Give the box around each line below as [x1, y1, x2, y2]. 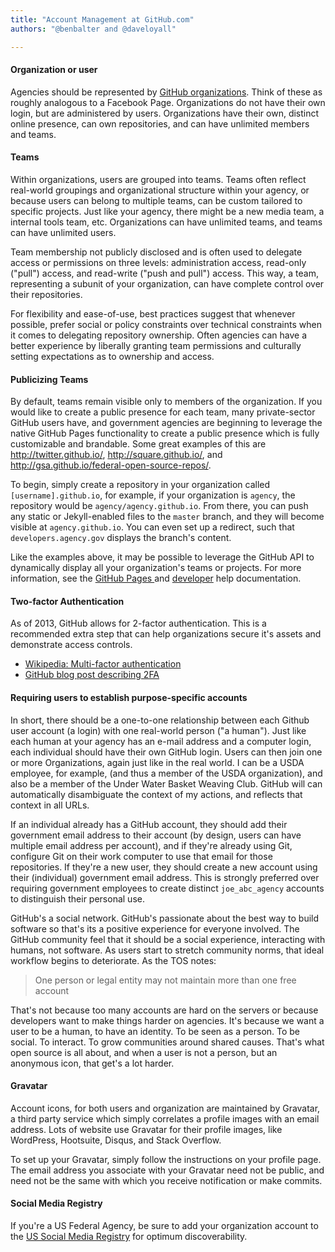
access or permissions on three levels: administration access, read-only [10, 256, 307, 268]
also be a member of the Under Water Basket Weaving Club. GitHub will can [10, 777, 323, 790]
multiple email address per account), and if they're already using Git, [10, 839, 293, 851]
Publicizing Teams [10, 373, 89, 385]
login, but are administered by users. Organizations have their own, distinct [10, 107, 320, 119]
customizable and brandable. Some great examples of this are [10, 438, 267, 450]
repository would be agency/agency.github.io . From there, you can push [10, 500, 309, 512]
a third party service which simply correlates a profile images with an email [10, 1112, 320, 1125]
